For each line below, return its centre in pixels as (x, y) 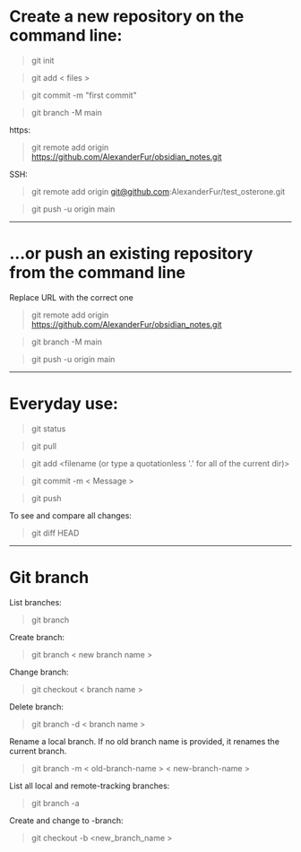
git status (48, 429)
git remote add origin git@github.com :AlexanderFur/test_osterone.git (158, 191)
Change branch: (39, 672)
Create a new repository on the (127, 17)
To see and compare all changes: (71, 515)
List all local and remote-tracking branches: (90, 786)
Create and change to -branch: (66, 820)
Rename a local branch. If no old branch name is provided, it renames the (145, 741)
